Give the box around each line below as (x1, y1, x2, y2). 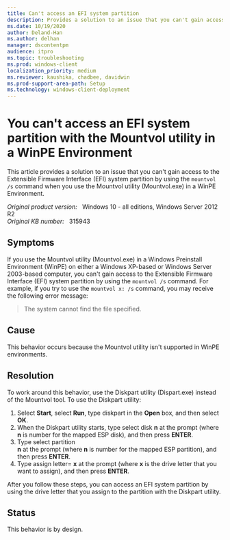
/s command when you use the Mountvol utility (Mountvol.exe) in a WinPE (7, 182, 216, 190)
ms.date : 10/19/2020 (7, 23, 66, 29)
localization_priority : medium (7, 67, 97, 74)
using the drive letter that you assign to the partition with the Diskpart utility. (7, 487, 221, 496)
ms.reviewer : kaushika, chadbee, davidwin (7, 73, 130, 81)
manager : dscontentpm (7, 42, 69, 49)
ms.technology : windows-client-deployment (7, 86, 130, 93)
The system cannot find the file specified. (23, 305, 142, 313)
